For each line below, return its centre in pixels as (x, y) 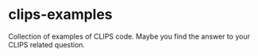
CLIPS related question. (47, 44)
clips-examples (60, 15)
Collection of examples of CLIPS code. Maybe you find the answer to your (129, 36)
